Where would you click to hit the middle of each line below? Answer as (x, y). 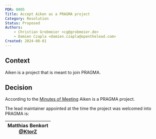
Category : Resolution (27, 18)
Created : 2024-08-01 (26, 41)
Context (17, 61)
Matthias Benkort (28, 125)
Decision (19, 87)
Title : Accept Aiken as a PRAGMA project (48, 14)
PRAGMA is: (17, 114)
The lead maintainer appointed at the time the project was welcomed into (78, 108)
